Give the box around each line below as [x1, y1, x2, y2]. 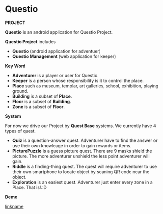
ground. [12, 88, 28, 94]
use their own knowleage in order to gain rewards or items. [12, 142, 132, 148]
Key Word [5, 63, 26, 69]
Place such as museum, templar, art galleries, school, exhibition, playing [12, 82, 159, 89]
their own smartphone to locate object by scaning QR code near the [12, 168, 150, 175]
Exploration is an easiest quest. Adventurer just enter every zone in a [12, 179, 153, 185]
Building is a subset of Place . [12, 93, 72, 99]
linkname [5, 203, 24, 209]
